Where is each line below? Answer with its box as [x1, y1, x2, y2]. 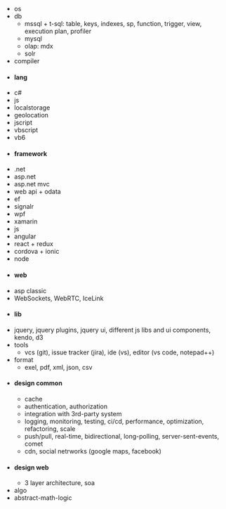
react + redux [13, 240, 54, 248]
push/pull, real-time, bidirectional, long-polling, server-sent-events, [24, 432, 220, 441]
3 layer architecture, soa [24, 479, 95, 487]
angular [13, 232, 36, 240]
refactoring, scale [24, 425, 76, 433]
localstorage [13, 103, 51, 112]
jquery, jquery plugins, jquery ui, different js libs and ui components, [13, 326, 211, 334]
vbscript [13, 126, 39, 134]
